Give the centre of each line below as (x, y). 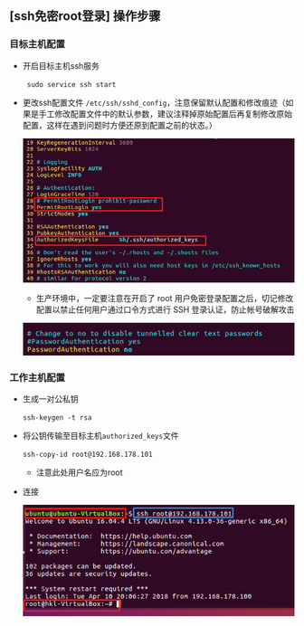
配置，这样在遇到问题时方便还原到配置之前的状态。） (119, 125)
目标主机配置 (38, 44)
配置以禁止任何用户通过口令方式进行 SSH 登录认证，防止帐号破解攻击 (165, 309)
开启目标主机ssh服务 (61, 65)
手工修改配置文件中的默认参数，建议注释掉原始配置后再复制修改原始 (165, 114)
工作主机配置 (38, 378)
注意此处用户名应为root (80, 472)
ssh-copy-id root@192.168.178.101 (87, 455)
